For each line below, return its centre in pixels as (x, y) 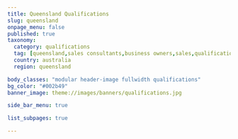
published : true (31, 34)
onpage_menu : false (36, 27)
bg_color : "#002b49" (38, 86)
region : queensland (42, 67)
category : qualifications (52, 47)
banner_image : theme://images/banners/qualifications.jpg (95, 93)
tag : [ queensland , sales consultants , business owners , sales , (104, 54)
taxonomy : (22, 40)
